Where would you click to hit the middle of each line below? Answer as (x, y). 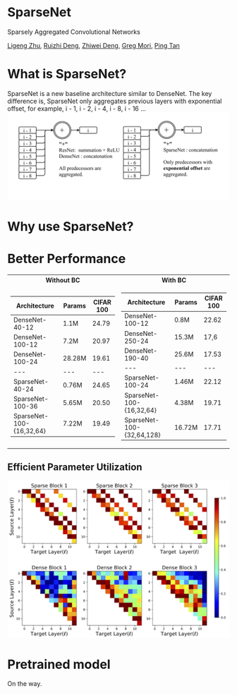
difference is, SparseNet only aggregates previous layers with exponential (115, 101)
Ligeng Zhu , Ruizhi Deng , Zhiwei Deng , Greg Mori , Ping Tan (93, 45)
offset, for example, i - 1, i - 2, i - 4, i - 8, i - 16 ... (77, 108)
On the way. (25, 684)
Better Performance (67, 259)
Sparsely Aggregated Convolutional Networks (74, 32)
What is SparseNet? (67, 74)
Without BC (63, 280)
